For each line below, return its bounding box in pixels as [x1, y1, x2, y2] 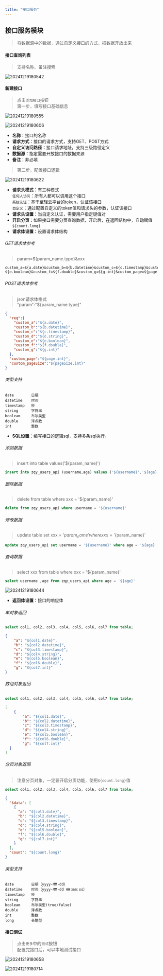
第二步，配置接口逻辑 [16, 167, 60, 173]
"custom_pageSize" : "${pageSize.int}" [9, 361, 86, 366]
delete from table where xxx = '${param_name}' [16, 497, 113, 502]
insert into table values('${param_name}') [16, 461, 100, 466]
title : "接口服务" [5, 7, 40, 12]
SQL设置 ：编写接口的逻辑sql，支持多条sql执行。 [12, 433, 109, 439]
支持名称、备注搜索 [16, 64, 56, 70]
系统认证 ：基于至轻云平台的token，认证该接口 [12, 199, 102, 205]
